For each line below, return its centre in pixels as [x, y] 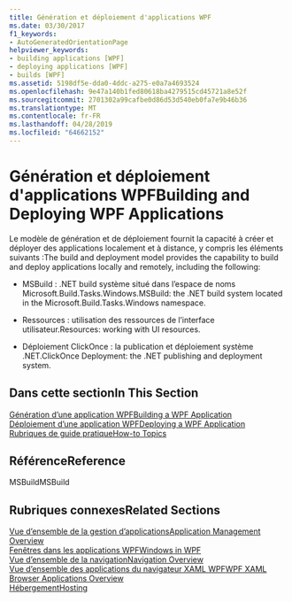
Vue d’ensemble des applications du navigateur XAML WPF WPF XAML [138, 569]
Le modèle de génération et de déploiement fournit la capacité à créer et [142, 238]
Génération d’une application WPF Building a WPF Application [121, 414]
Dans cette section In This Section [104, 394]
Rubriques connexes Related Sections [115, 510]
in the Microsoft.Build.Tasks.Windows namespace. [114, 303]
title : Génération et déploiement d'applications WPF [111, 17]
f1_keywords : [33, 34]
